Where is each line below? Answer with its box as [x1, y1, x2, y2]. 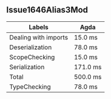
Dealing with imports [9, 33, 69, 41]
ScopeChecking [9, 53, 55, 61]
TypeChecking [9, 82, 51, 90]
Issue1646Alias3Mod [6, 5, 89, 15]
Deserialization [9, 43, 52, 51]
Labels [29, 22, 49, 31]
